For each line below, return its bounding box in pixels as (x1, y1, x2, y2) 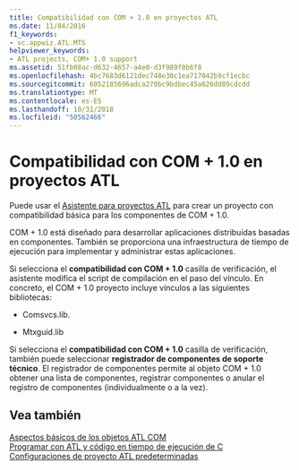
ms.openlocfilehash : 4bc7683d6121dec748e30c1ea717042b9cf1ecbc (9, 72, 251, 81)
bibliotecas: (9, 292, 52, 303)
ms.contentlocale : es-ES (9, 96, 102, 106)
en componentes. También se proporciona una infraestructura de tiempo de (9, 236, 289, 247)
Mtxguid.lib (21, 327, 64, 338)
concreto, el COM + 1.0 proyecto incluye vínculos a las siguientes (9, 283, 251, 294)
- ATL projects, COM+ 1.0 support (9, 55, 139, 64)
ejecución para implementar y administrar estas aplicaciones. (9, 246, 235, 257)
